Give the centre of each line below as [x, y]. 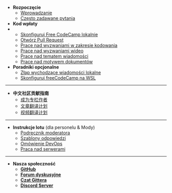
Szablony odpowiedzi [43, 138]
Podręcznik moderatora [45, 133]
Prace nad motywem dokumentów [57, 62]
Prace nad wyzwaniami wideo [52, 51]
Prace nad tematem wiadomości [54, 56]
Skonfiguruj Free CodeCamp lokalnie [59, 34]
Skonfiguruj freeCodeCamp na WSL [58, 78]
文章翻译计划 [34, 106]
